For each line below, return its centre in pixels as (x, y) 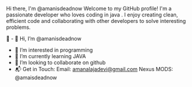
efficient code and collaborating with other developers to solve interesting (96, 21)
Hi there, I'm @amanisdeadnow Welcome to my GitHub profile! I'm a (89, 9)
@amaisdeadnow (36, 78)
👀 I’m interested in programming (54, 50)
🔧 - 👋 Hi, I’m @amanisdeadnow (44, 39)
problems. (18, 27)
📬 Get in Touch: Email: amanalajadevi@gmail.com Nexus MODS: (94, 69)
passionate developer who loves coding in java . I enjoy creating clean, (92, 15)
